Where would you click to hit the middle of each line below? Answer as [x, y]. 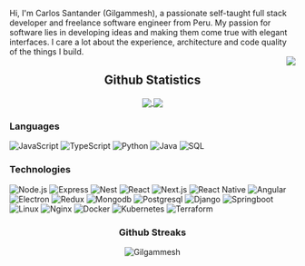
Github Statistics [152, 80]
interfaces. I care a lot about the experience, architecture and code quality [148, 42]
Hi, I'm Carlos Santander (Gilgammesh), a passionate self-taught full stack [148, 13]
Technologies [40, 170]
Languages [35, 126]
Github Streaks [152, 232]
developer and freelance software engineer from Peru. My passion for [140, 23]
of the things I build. [47, 52]
